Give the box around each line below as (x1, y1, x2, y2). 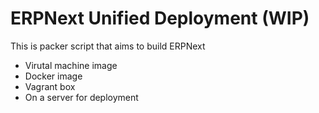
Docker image (24, 70, 83, 82)
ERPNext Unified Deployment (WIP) (10, 7, 310, 30)
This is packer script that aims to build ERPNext (10, 40, 206, 52)
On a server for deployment (24, 91, 139, 103)
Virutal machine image (24, 59, 118, 71)
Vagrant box (24, 80, 76, 92)
